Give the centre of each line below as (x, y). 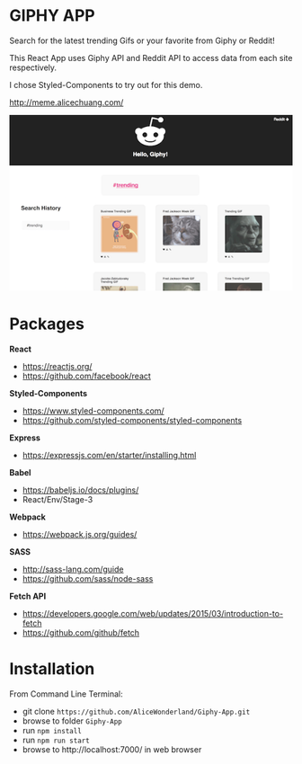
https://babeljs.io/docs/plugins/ (80, 490)
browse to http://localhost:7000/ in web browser (112, 750)
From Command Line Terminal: (66, 694)
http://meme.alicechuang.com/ (67, 102)
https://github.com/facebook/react (86, 376)
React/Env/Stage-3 (58, 500)
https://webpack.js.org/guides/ (80, 535)
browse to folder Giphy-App (72, 721)
